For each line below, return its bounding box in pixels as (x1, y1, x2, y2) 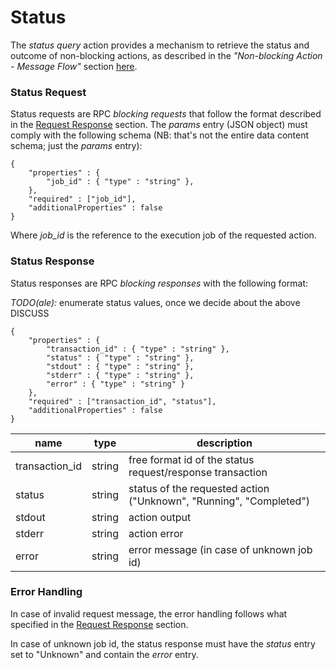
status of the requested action (128, 481, 270, 495)
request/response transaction (128, 465, 268, 479)
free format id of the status (128, 452, 255, 466)
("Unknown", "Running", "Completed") (128, 494, 311, 508)
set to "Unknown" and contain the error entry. (10, 648, 199, 660)
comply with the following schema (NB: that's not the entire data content (10, 129, 310, 141)
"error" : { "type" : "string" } (46, 379, 186, 389)
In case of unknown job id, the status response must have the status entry (10, 637, 316, 650)
